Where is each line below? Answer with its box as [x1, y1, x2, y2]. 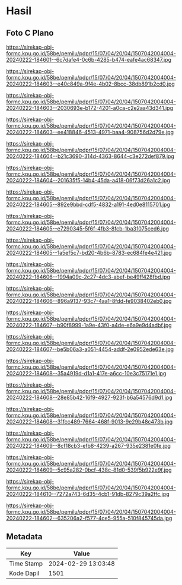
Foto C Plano [6, 28, 54, 38]
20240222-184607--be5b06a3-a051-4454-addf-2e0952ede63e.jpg [6, 346, 174, 353]
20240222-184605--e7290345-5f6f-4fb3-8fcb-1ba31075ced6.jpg [6, 225, 169, 232]
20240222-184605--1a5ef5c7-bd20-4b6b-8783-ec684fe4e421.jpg [6, 249, 172, 256]
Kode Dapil [9, 569, 40, 577]
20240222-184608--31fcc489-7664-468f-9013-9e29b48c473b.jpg [6, 418, 173, 425]
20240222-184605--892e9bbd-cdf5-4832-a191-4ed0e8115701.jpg [6, 201, 171, 208]
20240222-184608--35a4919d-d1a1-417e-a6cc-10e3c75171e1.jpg [6, 370, 167, 377]
